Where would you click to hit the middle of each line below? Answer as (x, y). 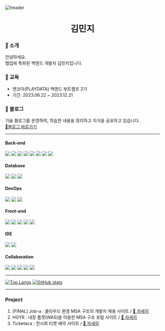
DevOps (14, 189)
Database (15, 165)
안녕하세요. (16, 57)
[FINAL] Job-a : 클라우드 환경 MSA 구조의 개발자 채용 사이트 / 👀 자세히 (80, 311)
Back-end (15, 143)
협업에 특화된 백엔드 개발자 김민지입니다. (44, 63)
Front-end (15, 211)
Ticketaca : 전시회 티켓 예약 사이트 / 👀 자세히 (55, 323)
